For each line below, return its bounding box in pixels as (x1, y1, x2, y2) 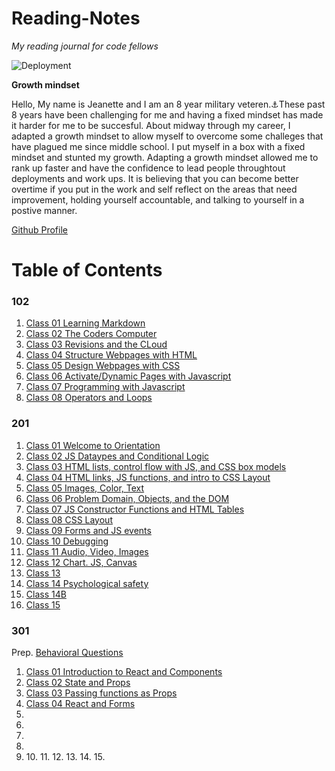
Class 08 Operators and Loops (25, 392, 153, 404)
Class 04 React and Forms (25, 698, 136, 710)
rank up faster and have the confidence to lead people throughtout (11, 162, 286, 174)
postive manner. (11, 204, 78, 216)
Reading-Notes (11, 7, 141, 30)
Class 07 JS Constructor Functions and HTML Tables (25, 503, 245, 515)
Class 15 (25, 598, 61, 611)
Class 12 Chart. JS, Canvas (25, 556, 138, 568)
